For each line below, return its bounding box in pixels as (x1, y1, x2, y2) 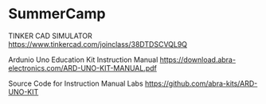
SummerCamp (8, 5, 106, 23)
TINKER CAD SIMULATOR (8, 31, 93, 40)
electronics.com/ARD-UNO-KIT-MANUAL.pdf (8, 63, 158, 72)
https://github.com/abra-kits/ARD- (144, 79, 258, 88)
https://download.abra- (159, 55, 237, 64)
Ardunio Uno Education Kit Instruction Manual (8, 55, 158, 64)
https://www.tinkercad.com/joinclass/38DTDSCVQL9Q (8, 39, 188, 48)
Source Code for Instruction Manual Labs (8, 79, 143, 88)
